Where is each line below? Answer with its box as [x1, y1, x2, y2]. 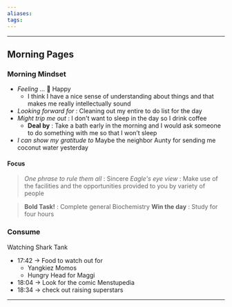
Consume [7, 227, 41, 237]
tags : [7, 17, 23, 23]
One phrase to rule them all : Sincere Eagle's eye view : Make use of [23, 175, 219, 183]
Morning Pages [7, 48, 75, 60]
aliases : [7, 10, 32, 17]
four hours [23, 210, 55, 218]
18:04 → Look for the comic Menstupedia [17, 278, 135, 286]
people [23, 189, 45, 197]
